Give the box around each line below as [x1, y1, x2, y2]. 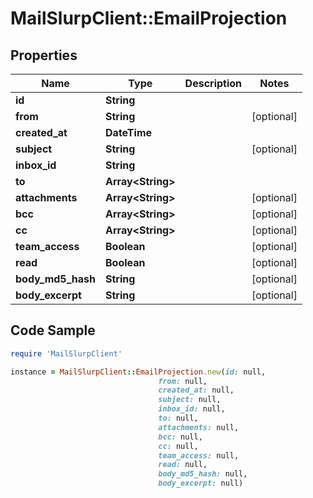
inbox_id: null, [158, 404, 226, 414]
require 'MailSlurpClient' [10, 348, 123, 359]
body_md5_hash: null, [158, 469, 248, 479]
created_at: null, [158, 385, 235, 396]
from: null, [158, 376, 208, 386]
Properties [10, 47, 78, 64]
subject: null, [158, 395, 222, 405]
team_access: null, [158, 450, 240, 461]
